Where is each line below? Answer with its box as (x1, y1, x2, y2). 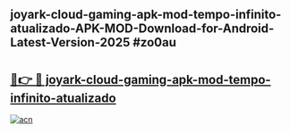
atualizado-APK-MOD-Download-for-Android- (10, 21, 275, 37)
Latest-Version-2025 (10, 35, 131, 50)
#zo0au (132, 35, 177, 50)
